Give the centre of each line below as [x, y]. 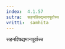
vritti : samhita [27, 22]
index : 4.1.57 [25, 12]
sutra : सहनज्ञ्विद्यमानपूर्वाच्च [32, 17]
